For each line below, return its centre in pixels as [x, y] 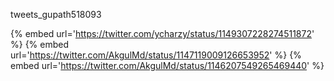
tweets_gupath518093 [56, 14]
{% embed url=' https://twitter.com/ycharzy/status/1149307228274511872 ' [162, 33]
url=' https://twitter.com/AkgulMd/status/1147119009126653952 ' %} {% [156, 55]
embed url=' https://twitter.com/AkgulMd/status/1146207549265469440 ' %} [167, 65]
